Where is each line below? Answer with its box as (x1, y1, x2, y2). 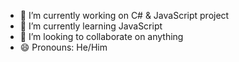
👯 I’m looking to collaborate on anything (19, 31, 184, 42)
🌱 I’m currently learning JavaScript (19, 20, 163, 32)
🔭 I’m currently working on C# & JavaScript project (19, 10, 230, 21)
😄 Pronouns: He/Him (19, 41, 108, 53)
